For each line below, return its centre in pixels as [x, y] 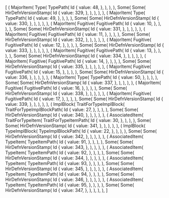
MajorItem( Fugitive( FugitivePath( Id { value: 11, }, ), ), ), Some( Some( [78, 34]
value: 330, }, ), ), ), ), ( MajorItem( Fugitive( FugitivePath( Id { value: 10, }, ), [83, 23]
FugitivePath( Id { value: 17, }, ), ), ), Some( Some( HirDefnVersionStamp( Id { [84, 99]
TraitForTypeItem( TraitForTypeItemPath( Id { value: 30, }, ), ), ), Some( [78, 120]
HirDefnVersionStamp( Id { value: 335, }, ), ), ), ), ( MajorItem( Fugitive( [78, 66]
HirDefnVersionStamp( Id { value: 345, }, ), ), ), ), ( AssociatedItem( [74, 169]
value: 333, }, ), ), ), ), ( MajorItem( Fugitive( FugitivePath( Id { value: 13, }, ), [83, 50]
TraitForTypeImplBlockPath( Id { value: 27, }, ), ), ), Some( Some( [72, 109]
